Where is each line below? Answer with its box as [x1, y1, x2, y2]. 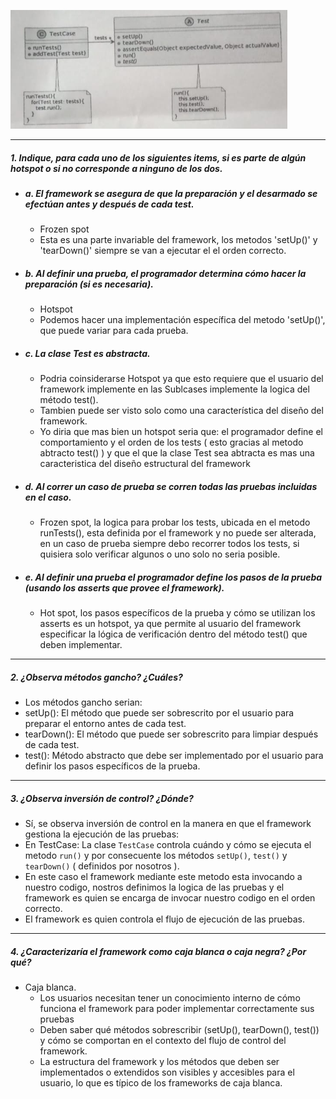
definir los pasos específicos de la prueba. [24, 760, 201, 772]
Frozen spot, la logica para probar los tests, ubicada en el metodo [39, 516, 311, 529]
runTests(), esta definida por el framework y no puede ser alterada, [39, 527, 317, 539]
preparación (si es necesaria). [24, 278, 154, 290]
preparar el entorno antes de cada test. [24, 718, 187, 730]
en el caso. [24, 491, 72, 503]
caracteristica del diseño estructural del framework [39, 458, 251, 470]
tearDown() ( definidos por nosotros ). [24, 860, 180, 872]
